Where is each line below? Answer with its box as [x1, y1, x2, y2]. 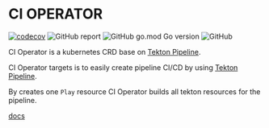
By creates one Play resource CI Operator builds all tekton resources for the [8, 86, 261, 97]
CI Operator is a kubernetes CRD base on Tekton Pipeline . [8, 47, 201, 56]
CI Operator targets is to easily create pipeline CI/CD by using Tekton [8, 62, 238, 72]
